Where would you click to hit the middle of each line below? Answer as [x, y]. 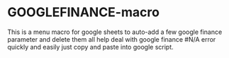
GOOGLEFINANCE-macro [83, 12]
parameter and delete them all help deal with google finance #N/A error [112, 39]
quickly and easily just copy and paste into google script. [90, 47]
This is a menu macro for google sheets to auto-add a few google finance [115, 32]
